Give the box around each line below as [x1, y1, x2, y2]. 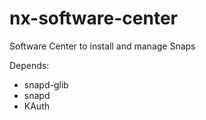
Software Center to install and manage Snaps [9, 40, 196, 52]
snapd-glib [23, 78, 69, 91]
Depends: [9, 59, 50, 71]
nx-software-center [9, 7, 178, 30]
